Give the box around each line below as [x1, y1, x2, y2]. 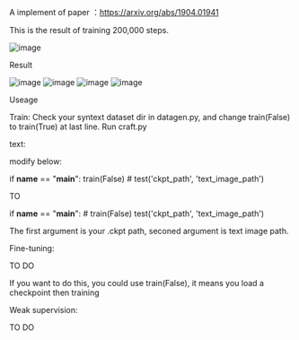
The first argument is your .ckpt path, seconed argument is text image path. [9, 226, 289, 236]
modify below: [9, 156, 63, 167]
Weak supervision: [9, 305, 78, 315]
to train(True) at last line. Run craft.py [9, 121, 147, 132]
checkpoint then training [9, 287, 101, 298]
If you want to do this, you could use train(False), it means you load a [9, 278, 265, 288]
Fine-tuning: [9, 243, 55, 253]
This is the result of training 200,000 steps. [9, 25, 169, 35]
